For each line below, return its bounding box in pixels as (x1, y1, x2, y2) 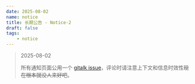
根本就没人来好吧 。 (25, 72, 72, 78)
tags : (6, 31, 19, 36)
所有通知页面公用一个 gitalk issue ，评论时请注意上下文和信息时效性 (20, 64, 184, 71)
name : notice (6, 14, 38, 20)
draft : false (6, 25, 38, 31)
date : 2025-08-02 (6, 8, 49, 15)
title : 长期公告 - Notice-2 (6, 19, 72, 25)
